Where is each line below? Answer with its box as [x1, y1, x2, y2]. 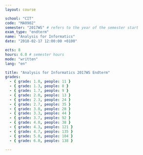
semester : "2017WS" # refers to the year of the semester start [5, 25, 139, 30]
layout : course [5, 7, 36, 12]
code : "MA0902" [5, 21, 36, 25]
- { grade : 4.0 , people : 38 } [9, 120, 71, 125]
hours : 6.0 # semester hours [5, 52, 64, 57]
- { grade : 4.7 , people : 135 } [9, 129, 73, 134]
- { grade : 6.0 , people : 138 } [9, 138, 73, 143]
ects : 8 [5, 47, 21, 52]
